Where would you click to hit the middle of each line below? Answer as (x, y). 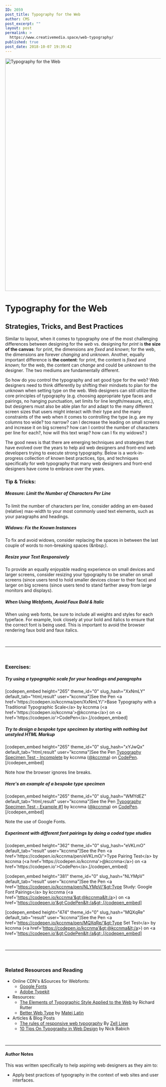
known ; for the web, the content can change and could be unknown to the (81, 365)
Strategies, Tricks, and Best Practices (64, 326)
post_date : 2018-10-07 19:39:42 (38, 47)
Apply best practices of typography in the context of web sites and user (85, 1075)
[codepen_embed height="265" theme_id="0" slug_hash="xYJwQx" (75, 747)
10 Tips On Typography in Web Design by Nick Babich (75, 1028)
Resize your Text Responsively (37, 557)
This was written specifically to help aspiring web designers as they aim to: (82, 1065)
